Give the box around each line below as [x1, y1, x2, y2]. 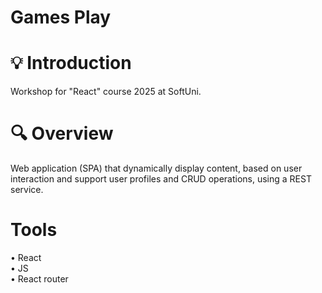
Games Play [10, 6, 112, 29]
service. [10, 184, 44, 196]
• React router [10, 273, 69, 285]
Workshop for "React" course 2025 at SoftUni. [10, 86, 202, 98]
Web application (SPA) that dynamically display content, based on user [10, 162, 303, 175]
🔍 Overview [10, 122, 114, 145]
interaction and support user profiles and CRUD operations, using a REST [10, 173, 312, 185]
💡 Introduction [10, 52, 132, 75]
